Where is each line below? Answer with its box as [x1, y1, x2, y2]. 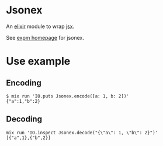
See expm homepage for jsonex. [6, 34, 85, 41]
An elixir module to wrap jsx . [6, 23, 75, 30]
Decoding [6, 114, 43, 124]
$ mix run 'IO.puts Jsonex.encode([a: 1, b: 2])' [6, 93, 130, 99]
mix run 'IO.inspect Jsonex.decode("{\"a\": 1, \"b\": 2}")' [6, 130, 158, 135]
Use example [6, 55, 71, 68]
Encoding [6, 78, 42, 88]
